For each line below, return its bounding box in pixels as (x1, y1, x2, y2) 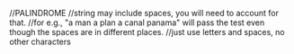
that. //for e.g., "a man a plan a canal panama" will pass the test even (9, 17, 265, 28)
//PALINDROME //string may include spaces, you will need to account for (9, 8, 279, 18)
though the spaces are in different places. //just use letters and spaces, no (9, 27, 285, 37)
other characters (9, 36, 72, 47)
